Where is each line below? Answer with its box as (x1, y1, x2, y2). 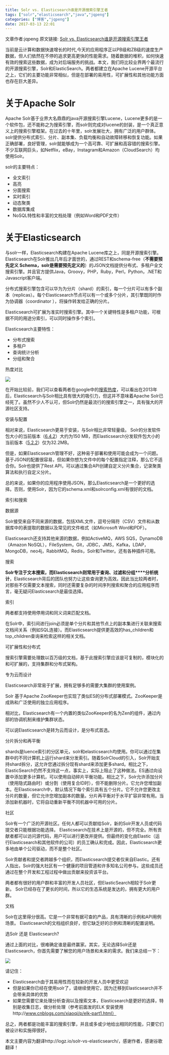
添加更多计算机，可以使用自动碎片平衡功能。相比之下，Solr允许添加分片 (14, 774, 163, 780)
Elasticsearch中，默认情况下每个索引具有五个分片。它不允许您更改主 (18, 787, 161, 793)
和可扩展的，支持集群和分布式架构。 (5, 661, 80, 667)
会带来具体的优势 (12, 991, 48, 997)
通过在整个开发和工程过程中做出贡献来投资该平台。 (5, 869, 111, 875)
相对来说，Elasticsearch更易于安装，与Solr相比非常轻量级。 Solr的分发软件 (5, 427, 161, 433)
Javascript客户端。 (5, 275, 45, 281)
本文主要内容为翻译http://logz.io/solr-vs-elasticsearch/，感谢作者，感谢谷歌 (5, 1038, 162, 1044)
